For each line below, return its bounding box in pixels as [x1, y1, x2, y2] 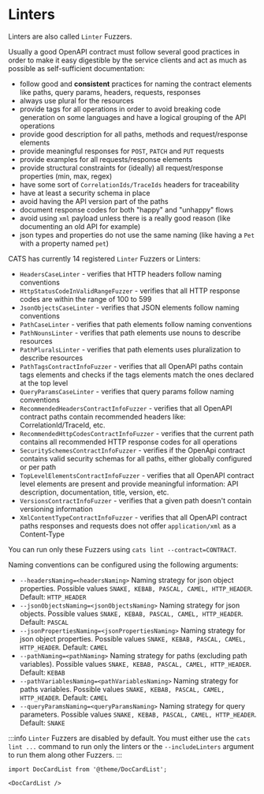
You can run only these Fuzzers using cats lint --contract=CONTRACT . [8, 544, 237, 554]
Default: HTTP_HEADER [19, 592, 87, 601]
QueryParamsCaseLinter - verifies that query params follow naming [19, 386, 235, 396]
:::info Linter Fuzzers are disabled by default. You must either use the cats [8, 733, 251, 743]
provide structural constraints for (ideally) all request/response [19, 163, 224, 172]
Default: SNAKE [19, 717, 65, 728]
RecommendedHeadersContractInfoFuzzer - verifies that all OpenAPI [19, 403, 232, 412]
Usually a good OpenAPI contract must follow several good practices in [8, 47, 240, 56]
